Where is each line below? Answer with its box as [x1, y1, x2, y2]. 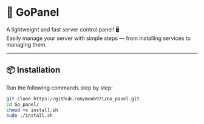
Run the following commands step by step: [6, 84, 114, 91]
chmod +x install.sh [6, 107, 59, 113]
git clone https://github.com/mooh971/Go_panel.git [6, 96, 140, 102]
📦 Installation [6, 65, 61, 75]
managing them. [6, 41, 47, 48]
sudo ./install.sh [6, 113, 53, 119]
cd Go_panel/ [6, 101, 39, 108]
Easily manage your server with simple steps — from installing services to [6, 34, 191, 42]
